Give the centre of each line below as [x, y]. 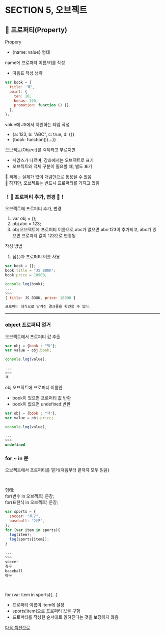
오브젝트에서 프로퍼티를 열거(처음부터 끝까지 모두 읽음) [57, 470]
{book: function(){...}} [34, 139]
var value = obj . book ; [28, 350]
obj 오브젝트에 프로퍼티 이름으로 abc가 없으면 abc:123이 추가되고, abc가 [82, 230]
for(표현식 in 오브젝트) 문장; [32, 502]
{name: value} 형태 [31, 52]
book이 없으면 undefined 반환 [41, 404]
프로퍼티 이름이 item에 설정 [38, 604]
